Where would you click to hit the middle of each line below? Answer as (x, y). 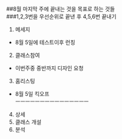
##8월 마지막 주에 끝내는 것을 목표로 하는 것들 (61, 9)
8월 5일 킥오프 (32, 94)
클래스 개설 (28, 122)
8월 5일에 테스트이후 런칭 (45, 42)
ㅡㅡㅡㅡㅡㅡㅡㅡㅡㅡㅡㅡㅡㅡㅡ (52, 101)
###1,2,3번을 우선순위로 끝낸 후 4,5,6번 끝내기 (61, 16)
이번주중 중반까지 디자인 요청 (49, 68)
